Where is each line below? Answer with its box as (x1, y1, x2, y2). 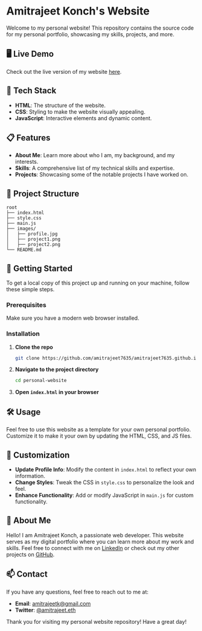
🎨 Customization (6, 450, 70, 460)
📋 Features (6, 132, 51, 143)
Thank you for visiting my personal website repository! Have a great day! (6, 618, 187, 625)
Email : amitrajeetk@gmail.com (14, 600, 91, 607)
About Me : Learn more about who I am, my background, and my (14, 152, 175, 159)
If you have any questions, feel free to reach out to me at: (6, 588, 149, 595)
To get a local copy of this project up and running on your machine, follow (6, 279, 190, 286)
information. (14, 472, 45, 479)
